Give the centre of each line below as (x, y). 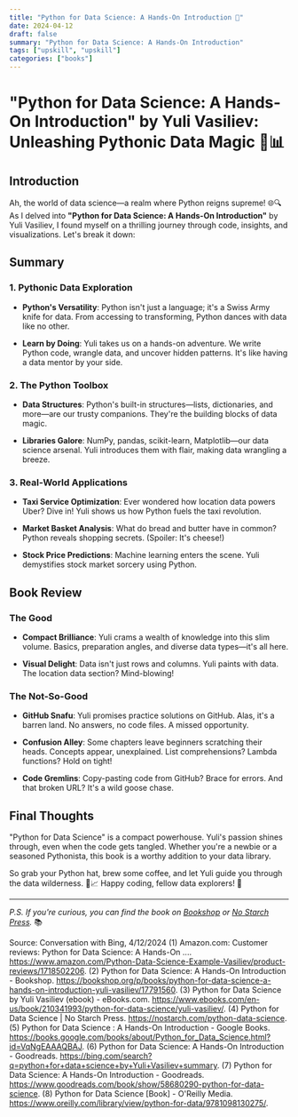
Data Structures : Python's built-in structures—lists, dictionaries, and (147, 404)
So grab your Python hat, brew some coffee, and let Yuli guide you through (146, 874)
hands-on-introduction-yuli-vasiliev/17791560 (92, 990)
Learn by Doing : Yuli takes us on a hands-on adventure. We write (141, 343)
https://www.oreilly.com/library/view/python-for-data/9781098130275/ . (139, 1104)
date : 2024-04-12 (41, 26)
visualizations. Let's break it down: (72, 235)
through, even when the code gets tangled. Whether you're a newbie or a (143, 847)
